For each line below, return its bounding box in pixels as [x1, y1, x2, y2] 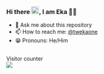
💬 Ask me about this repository [15, 21, 93, 29]
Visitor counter [6, 55, 44, 62]
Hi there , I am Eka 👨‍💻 [6, 7, 77, 16]
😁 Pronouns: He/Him [15, 37, 68, 44]
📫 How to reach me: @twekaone [15, 28, 98, 36]
